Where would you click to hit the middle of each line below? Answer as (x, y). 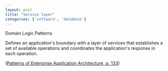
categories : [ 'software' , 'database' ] (46, 19)
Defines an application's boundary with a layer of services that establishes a (84, 43)
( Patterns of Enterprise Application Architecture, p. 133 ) (63, 63)
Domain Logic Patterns (29, 33)
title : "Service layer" (30, 14)
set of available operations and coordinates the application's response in (80, 48)
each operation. (22, 53)
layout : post (19, 10)
